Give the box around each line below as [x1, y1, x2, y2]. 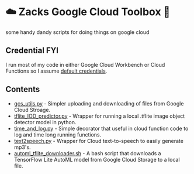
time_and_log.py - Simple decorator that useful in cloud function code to [13, 125, 189, 132]
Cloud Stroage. [13, 106, 51, 113]
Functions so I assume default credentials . [5, 67, 108, 74]
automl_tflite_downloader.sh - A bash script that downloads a [13, 149, 161, 156]
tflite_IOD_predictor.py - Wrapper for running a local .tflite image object [13, 112, 185, 120]
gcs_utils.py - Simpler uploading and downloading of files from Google [13, 100, 184, 107]
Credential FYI [5, 46, 59, 56]
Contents [5, 84, 40, 94]
